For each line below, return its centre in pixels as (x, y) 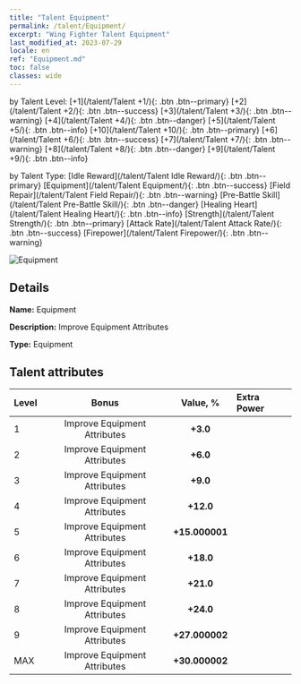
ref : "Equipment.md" (48, 59)
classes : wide (36, 76)
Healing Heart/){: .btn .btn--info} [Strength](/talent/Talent (169, 214)
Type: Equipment (41, 344)
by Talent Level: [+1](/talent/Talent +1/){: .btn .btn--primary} (120, 101)
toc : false (30, 68)
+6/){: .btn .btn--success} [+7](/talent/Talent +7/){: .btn (165, 139)
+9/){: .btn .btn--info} (49, 158)
